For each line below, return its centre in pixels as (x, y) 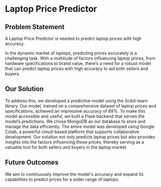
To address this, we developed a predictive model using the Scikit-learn (76, 101)
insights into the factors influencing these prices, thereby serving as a (74, 142)
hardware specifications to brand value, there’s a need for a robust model (78, 63)
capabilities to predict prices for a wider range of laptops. (62, 179)
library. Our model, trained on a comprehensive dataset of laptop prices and (80, 106)
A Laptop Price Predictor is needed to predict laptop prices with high (73, 38)
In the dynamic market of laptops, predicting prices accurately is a (71, 53)
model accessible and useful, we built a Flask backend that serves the (75, 116)
